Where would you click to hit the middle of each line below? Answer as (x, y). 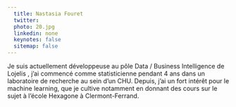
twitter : (26, 20)
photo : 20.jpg (34, 27)
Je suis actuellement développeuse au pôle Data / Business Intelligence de (116, 66)
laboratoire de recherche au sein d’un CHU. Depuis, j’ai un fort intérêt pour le (118, 81)
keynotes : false (37, 40)
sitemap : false (36, 46)
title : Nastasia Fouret (48, 14)
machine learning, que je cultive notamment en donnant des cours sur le (112, 88)
